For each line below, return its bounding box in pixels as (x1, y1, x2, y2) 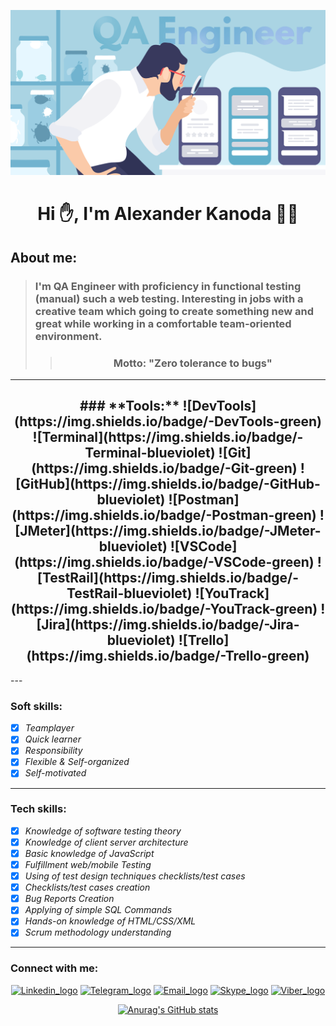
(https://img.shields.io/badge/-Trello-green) (26, 648, 310, 665)
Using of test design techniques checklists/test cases (24, 870, 246, 882)
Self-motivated (24, 767, 87, 779)
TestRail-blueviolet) (66, 585, 193, 602)
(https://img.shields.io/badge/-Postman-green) (11, 507, 317, 524)
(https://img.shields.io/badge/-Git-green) (31, 460, 298, 477)
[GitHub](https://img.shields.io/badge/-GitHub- (15, 476, 321, 493)
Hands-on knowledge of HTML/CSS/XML (24, 915, 197, 927)
